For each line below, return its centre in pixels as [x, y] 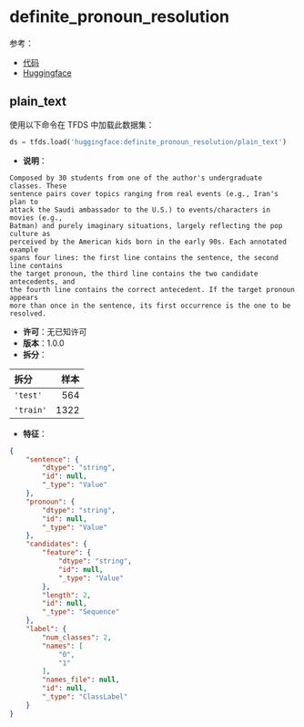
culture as [30, 234]
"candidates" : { [57, 545]
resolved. [28, 313]
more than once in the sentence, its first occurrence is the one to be [150, 306]
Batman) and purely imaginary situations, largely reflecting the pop [146, 225]
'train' [30, 410]
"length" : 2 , [67, 595]
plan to [24, 202]
